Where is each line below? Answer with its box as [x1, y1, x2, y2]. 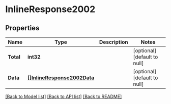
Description [99, 39, 128, 45]
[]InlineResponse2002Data [27, 74, 95, 81]
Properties [5, 24, 40, 32]
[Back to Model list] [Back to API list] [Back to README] [5, 93, 122, 99]
